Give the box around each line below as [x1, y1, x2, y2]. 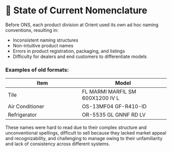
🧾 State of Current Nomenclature [5, 5, 147, 16]
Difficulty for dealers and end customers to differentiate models [12, 53, 147, 60]
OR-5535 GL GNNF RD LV [81, 111, 146, 119]
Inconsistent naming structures [12, 37, 78, 43]
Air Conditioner [8, 103, 45, 110]
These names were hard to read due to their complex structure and [5, 124, 147, 130]
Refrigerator [8, 111, 37, 119]
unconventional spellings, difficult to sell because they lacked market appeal [5, 130, 166, 136]
